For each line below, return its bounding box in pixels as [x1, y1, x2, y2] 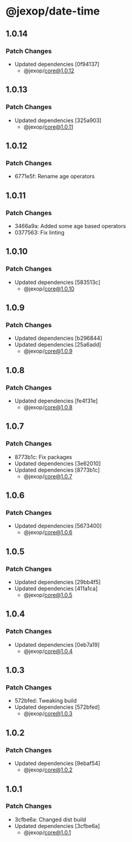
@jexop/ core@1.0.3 [23, 710, 72, 717]
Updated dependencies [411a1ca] [14, 585, 98, 592]
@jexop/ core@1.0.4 [23, 647, 73, 655]
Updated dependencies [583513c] [14, 278, 101, 286]
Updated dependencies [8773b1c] [14, 466, 100, 474]
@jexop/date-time [5, 4, 100, 18]
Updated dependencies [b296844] [14, 334, 103, 342]
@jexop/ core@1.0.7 [23, 472, 72, 480]
